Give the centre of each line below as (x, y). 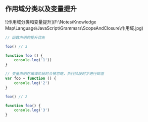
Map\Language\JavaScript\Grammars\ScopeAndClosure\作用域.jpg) (74, 28)
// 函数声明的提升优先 (25, 37)
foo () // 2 (16, 97)
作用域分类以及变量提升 (41, 9)
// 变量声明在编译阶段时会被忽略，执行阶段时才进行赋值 (54, 74)
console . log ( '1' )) (33, 60)
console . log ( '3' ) (32, 110)
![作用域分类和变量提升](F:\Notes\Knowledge (51, 22)
